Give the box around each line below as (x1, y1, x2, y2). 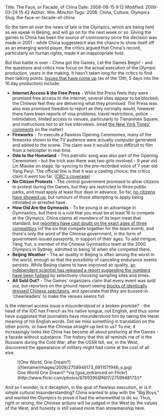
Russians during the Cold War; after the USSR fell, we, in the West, (5, 339, 139, 345)
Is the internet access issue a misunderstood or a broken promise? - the (5, 303, 150, 309)
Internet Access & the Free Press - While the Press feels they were (12, 90, 148, 96)
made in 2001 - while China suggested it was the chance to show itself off (5, 40, 154, 46)
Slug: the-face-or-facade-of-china (5, 15, 75, 20)
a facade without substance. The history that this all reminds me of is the (5, 334, 152, 340)
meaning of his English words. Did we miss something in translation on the (5, 318, 155, 324)
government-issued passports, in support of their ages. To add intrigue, (12, 236, 157, 242)
